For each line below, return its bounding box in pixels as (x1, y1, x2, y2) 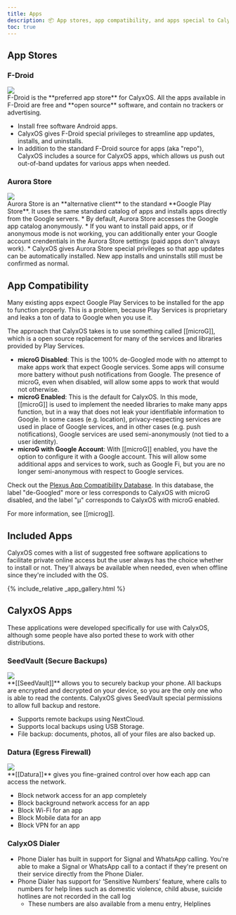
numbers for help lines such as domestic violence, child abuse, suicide (17, 884, 223, 893)
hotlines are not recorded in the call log (17, 892, 131, 900)
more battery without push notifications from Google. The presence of (17, 370, 221, 379)
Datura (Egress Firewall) (7, 747, 91, 757)
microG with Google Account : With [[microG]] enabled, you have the (17, 445, 218, 454)
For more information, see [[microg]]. (7, 510, 114, 518)
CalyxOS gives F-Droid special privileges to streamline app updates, (17, 129, 216, 138)
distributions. (7, 638, 46, 647)
